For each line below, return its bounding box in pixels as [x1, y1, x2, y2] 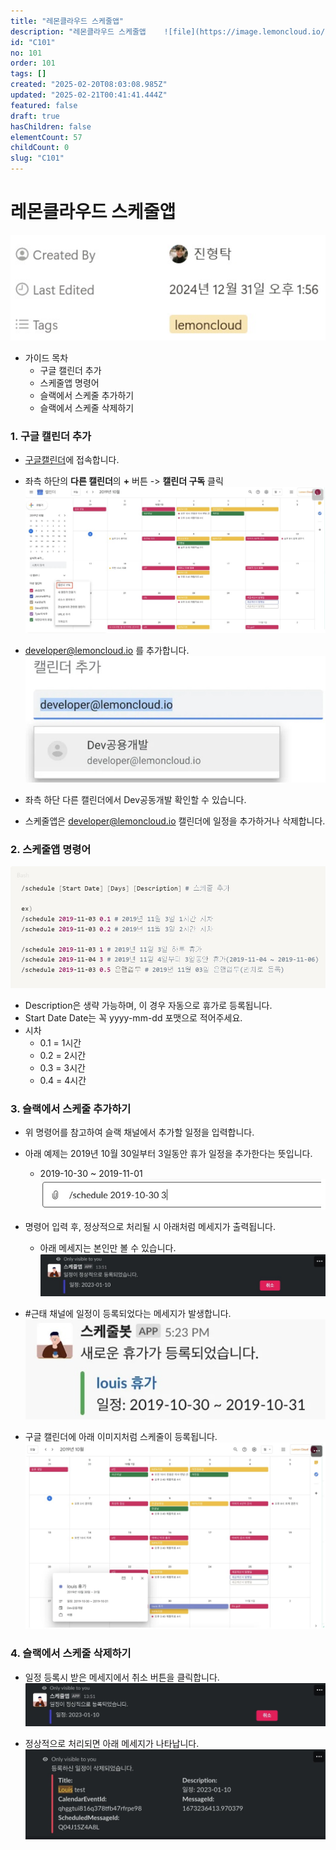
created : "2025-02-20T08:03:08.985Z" [10, 80, 168, 90]
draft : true [10, 111, 60, 121]
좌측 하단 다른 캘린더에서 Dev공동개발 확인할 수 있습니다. [24, 793, 247, 805]
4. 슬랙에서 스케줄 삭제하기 [10, 1646, 132, 1660]
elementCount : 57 [10, 132, 83, 142]
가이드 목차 [24, 351, 69, 364]
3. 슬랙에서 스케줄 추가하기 [10, 1101, 132, 1115]
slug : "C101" [10, 153, 65, 164]
